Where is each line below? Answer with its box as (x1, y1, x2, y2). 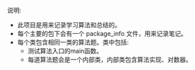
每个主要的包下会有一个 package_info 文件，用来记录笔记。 (17, 30, 187, 37)
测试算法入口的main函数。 (27, 47, 103, 55)
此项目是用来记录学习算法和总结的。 (17, 21, 121, 29)
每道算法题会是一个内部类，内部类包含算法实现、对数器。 (27, 55, 192, 64)
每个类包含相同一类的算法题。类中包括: (17, 38, 129, 46)
